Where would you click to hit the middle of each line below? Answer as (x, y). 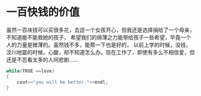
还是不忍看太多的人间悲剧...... (42, 60)
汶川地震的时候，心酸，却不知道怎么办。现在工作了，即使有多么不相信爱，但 (100, 52)
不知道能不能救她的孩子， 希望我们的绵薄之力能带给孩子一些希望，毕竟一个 (99, 37)
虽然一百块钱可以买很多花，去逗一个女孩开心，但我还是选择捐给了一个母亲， (100, 30)
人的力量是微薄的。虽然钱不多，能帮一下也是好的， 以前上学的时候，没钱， (99, 45)
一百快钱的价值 (43, 12)
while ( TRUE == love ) (31, 71)
